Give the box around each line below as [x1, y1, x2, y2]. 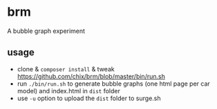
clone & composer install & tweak [17, 64, 115, 73]
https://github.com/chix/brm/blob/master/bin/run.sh [17, 72, 166, 80]
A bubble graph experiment [7, 27, 85, 35]
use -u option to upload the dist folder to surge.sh [17, 94, 161, 102]
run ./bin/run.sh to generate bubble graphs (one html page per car [17, 80, 211, 88]
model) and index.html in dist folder [17, 86, 121, 95]
